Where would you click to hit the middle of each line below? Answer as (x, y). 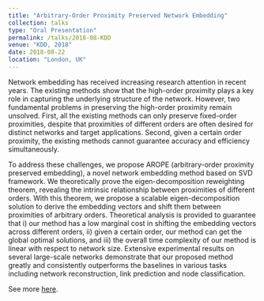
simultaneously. (34, 149)
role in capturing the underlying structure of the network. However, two (124, 99)
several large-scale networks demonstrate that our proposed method (121, 257)
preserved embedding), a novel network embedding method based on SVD (130, 173)
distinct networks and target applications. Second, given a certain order (125, 132)
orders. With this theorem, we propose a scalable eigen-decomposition (124, 198)
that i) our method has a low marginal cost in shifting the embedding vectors (132, 223)
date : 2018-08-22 (37, 52)
